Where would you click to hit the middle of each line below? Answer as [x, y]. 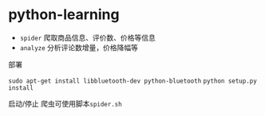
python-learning [64, 15]
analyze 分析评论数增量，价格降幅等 [79, 47]
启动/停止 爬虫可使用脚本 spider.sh [65, 103]
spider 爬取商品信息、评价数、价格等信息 [87, 37]
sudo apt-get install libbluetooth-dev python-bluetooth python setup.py [132, 81]
